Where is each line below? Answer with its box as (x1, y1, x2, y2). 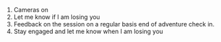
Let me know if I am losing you (13, 13, 101, 21)
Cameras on (13, 6, 49, 14)
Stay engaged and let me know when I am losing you (13, 27, 163, 35)
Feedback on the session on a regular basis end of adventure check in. (13, 20, 215, 28)
